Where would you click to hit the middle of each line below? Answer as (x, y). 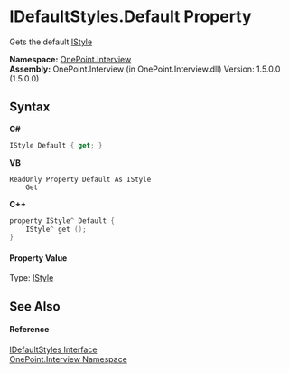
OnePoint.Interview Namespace (69, 359)
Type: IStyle (32, 278)
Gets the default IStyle (51, 42)
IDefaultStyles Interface (53, 349)
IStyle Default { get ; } (56, 145)
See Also (35, 306)
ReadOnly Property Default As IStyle (80, 179)
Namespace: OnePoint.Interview (70, 59)
